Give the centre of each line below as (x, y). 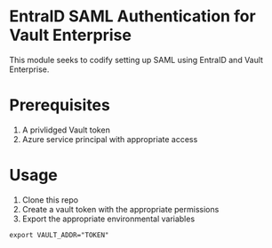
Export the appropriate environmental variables (108, 219)
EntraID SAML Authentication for (132, 16)
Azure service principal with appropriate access (110, 139)
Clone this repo (50, 200)
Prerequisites (60, 105)
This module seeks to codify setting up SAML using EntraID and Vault (136, 60)
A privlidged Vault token (66, 130)
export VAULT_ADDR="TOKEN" (59, 235)
